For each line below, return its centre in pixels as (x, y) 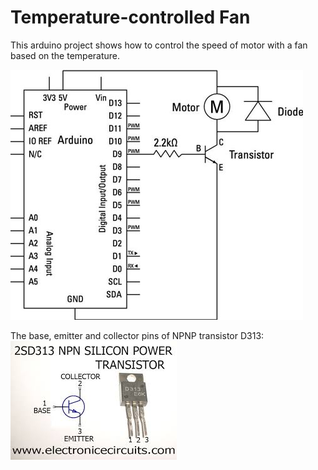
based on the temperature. (65, 55)
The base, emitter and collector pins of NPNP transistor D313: (137, 335)
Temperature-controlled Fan (130, 17)
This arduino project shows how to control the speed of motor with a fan (159, 45)
